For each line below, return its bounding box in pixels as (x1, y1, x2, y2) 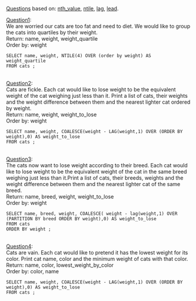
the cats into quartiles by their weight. (6, 29, 98, 36)
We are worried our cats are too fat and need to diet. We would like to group (6, 23, 190, 29)
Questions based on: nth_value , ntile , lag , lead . (6, 5, 119, 12)
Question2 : (6, 80, 33, 87)
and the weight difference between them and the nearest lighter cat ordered (6, 98, 191, 105)
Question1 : (6, 16, 32, 23)
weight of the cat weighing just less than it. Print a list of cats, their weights (6, 92, 188, 99)
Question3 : (6, 156, 33, 163)
